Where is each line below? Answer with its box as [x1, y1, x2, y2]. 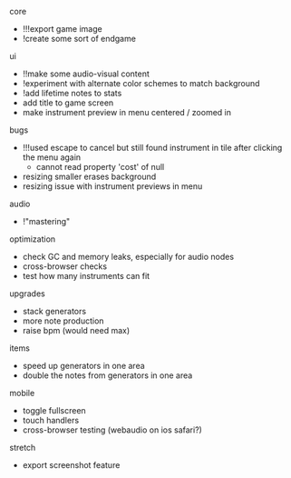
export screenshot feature [22, 460, 121, 470]
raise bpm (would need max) [22, 325, 131, 335]
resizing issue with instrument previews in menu [22, 181, 203, 192]
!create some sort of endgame [22, 34, 136, 44]
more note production [22, 315, 104, 326]
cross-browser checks [22, 261, 107, 272]
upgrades [9, 288, 45, 299]
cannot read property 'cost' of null [35, 162, 165, 172]
